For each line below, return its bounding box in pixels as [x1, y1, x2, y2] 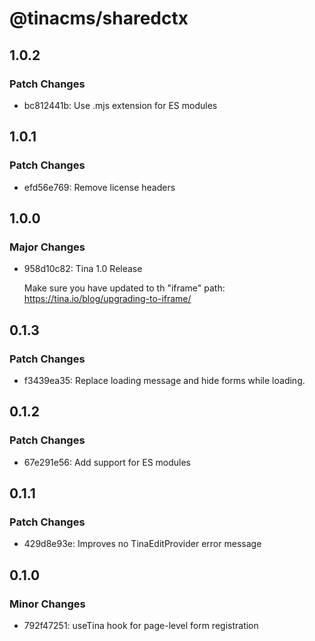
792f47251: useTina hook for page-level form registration [23, 620, 259, 631]
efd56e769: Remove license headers [23, 181, 176, 193]
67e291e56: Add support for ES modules [23, 456, 192, 468]
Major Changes [9, 240, 86, 254]
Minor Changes [9, 597, 86, 611]
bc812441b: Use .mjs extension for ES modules [23, 99, 218, 111]
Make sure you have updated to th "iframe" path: [23, 282, 226, 294]
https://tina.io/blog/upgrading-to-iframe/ [23, 293, 192, 305]
